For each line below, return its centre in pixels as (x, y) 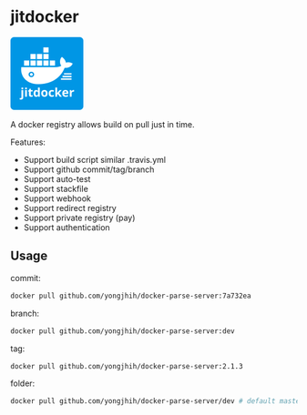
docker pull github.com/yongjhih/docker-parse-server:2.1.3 (127, 366)
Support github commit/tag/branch (89, 169)
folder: (23, 383)
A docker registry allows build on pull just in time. (102, 124)
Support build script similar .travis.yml (95, 159)
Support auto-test (57, 178)
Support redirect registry (70, 207)
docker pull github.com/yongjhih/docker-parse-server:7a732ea (131, 296)
